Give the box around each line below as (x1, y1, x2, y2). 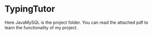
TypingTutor (4, 3, 56, 15)
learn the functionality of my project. (4, 24, 78, 30)
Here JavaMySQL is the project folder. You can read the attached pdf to (4, 19, 149, 25)
